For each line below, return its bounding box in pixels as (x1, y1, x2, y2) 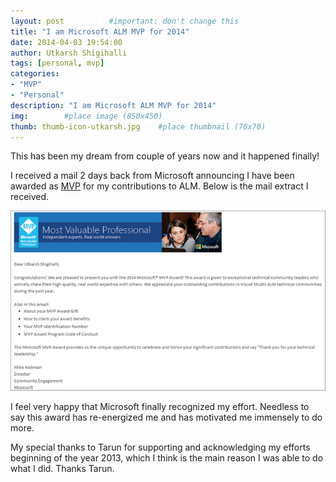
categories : (10, 69, 60, 79)
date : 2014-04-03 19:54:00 (10, 37, 123, 47)
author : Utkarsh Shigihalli (10, 48, 128, 58)
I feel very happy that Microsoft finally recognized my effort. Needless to (10, 401, 310, 413)
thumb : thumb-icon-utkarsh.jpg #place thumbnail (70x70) (10, 121, 267, 132)
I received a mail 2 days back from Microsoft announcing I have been (10, 170, 295, 182)
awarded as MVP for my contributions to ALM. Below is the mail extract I (10, 180, 309, 192)
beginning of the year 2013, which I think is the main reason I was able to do (10, 452, 324, 464)
